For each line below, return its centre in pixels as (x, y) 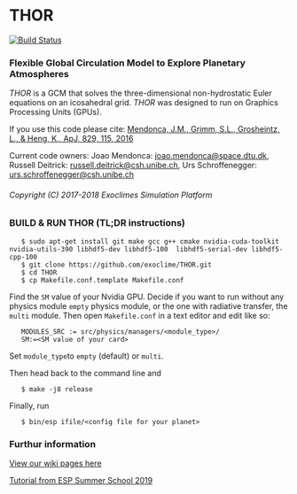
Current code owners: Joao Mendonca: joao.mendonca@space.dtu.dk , (139, 156)
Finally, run (29, 405)
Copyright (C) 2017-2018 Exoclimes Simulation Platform (111, 195)
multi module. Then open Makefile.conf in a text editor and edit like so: (140, 315)
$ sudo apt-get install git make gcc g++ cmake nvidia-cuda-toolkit (150, 241)
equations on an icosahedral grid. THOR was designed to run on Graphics (144, 103)
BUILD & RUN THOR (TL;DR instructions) (98, 223)
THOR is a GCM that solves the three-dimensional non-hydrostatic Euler (141, 93)
